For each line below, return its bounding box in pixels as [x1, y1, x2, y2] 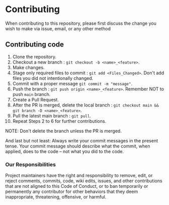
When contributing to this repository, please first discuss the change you [5, 20, 156, 26]
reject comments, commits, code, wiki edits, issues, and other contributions [5, 178, 162, 184]
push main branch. [12, 91, 51, 97]
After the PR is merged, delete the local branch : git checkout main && [12, 102, 159, 108]
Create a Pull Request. [12, 96, 59, 102]
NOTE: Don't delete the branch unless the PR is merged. [5, 128, 122, 134]
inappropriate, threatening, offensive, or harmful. [5, 194, 107, 200]
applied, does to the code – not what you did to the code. [5, 148, 124, 155]
